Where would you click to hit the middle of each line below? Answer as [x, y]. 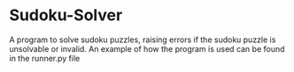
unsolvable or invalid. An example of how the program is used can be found [147, 48]
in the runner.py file [45, 58]
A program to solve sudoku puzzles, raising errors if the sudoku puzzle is [143, 40]
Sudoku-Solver [66, 15]
